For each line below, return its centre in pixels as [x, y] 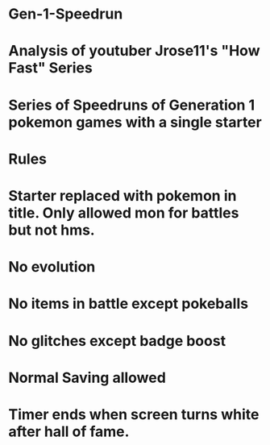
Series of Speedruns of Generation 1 [132, 105]
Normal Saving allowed [87, 378]
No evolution [52, 267]
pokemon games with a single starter [135, 122]
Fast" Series [50, 68]
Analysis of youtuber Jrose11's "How [134, 51]
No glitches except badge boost [117, 341]
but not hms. [52, 230]
